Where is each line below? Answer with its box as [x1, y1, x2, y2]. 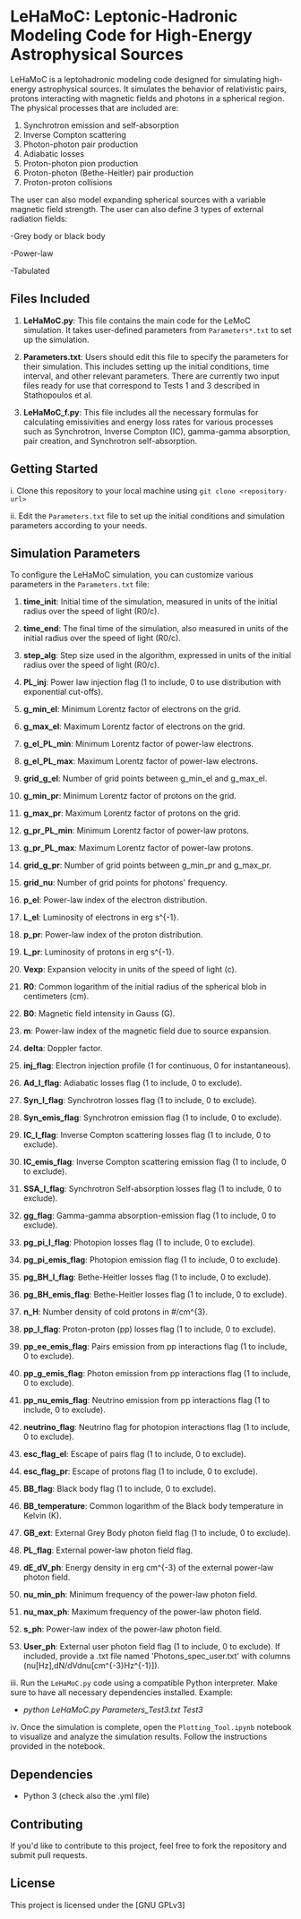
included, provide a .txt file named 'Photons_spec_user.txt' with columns [22, 1650, 291, 1662]
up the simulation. [22, 334, 90, 345]
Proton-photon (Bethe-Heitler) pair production [22, 167, 193, 178]
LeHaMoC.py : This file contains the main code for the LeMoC [22, 315, 251, 326]
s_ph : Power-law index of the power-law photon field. [22, 1623, 222, 1635]
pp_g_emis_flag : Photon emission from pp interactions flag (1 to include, [22, 1368, 291, 1379]
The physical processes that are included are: [10, 102, 179, 113]
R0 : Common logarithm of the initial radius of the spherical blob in [22, 981, 267, 992]
